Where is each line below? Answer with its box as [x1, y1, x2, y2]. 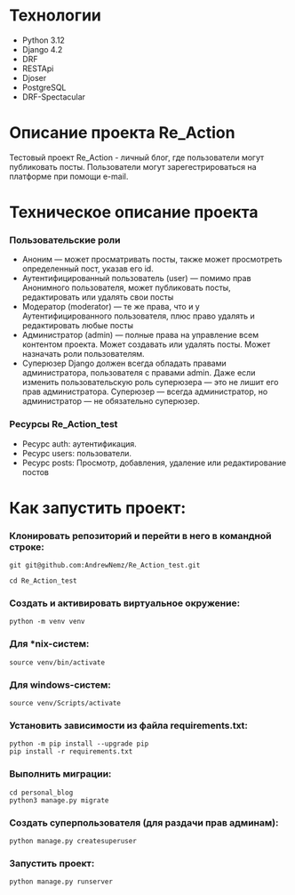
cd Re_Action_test [9, 577, 77, 585]
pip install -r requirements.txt [9, 747, 133, 756]
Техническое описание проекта [9, 202, 259, 222]
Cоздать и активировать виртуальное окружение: [9, 597, 241, 609]
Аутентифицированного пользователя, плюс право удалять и [21, 310, 255, 321]
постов [21, 466, 50, 477]
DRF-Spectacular [21, 91, 86, 102]
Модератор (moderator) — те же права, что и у [21, 302, 200, 312]
